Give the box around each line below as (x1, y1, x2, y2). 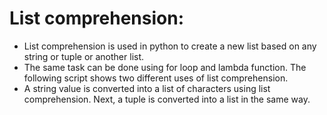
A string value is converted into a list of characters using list (23, 82, 271, 94)
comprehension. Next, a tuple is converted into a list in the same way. (23, 93, 311, 105)
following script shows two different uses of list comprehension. (23, 72, 289, 84)
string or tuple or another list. (23, 50, 145, 62)
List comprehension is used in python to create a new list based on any (23, 40, 317, 52)
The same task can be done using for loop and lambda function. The (23, 61, 307, 73)
